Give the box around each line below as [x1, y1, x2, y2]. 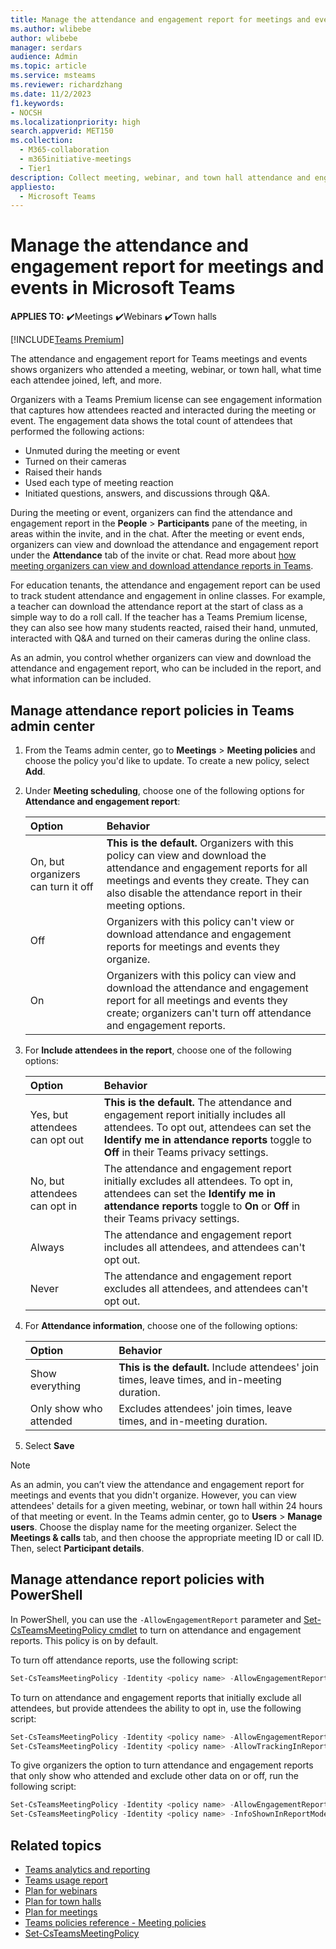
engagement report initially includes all [103, 1108, 286, 1121]
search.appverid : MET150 [10, 126, 114, 136]
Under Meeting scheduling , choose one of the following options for [24, 785, 305, 796]
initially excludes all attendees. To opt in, [103, 1174, 293, 1188]
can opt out [29, 1133, 85, 1146]
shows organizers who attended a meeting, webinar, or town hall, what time [10, 364, 322, 376]
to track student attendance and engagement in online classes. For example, [10, 590, 326, 602]
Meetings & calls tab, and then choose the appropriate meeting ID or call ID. [10, 1532, 325, 1543]
